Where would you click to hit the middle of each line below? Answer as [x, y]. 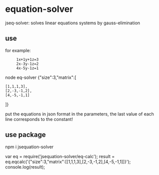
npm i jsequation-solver [29, 147]
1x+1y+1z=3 [27, 59]
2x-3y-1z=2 [27, 64]
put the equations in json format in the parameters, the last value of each [79, 114]
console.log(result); [25, 167]
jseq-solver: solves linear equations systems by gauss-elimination [73, 23]
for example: [18, 50]
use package [26, 135]
